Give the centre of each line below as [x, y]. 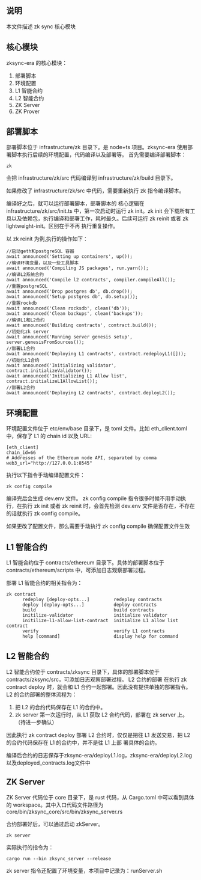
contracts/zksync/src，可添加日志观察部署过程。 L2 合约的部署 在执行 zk [97, 679]
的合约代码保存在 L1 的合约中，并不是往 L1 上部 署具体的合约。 [83, 742]
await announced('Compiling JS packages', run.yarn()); [77, 268]
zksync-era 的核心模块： [37, 63]
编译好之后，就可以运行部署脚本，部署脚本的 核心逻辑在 [75, 204]
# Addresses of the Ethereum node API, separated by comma [82, 458]
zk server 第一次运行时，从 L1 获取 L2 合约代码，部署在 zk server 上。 [101, 715]
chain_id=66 [21, 453]
